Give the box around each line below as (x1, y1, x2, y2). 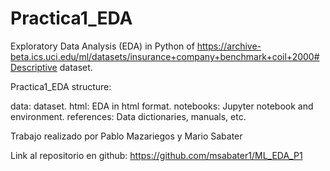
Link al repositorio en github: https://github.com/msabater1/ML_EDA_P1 (10, 149, 303, 161)
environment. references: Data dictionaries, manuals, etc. (10, 110, 247, 122)
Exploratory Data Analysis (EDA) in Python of (10, 40, 195, 52)
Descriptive (10, 61, 58, 73)
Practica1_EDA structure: (10, 80, 112, 92)
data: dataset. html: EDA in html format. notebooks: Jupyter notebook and (10, 100, 314, 112)
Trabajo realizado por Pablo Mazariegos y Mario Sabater (10, 130, 243, 142)
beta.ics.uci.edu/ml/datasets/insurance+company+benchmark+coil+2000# (10, 50, 320, 62)
